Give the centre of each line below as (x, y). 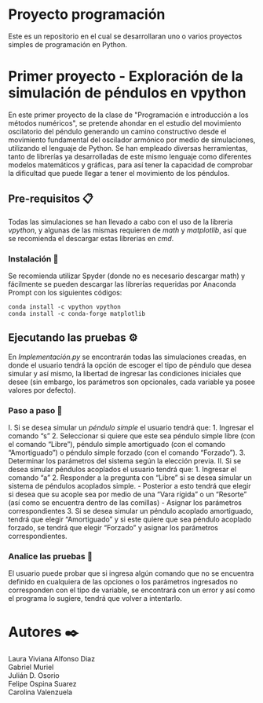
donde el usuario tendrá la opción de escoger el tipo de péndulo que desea (130, 365)
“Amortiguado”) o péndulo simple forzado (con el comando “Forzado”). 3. (127, 452)
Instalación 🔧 (33, 258)
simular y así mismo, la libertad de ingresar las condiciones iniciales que (125, 373)
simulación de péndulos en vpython (127, 93)
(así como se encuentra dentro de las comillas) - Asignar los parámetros (125, 503)
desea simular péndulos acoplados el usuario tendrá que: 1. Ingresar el (122, 470)
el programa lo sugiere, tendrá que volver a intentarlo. (95, 599)
